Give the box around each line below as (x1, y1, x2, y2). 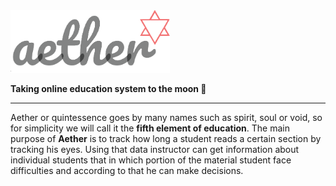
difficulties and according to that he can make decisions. (10, 165, 244, 176)
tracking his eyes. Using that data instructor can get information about (10, 144, 300, 155)
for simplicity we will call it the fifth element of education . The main (10, 122, 290, 134)
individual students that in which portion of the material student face (10, 154, 292, 166)
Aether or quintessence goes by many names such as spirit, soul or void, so (10, 112, 323, 123)
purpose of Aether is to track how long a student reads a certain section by (10, 133, 322, 144)
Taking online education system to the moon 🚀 (10, 83, 207, 94)
